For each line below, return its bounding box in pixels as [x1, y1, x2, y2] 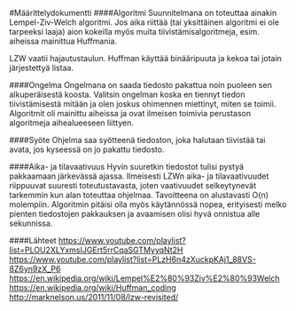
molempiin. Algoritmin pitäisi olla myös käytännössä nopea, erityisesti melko [9, 199, 287, 210]
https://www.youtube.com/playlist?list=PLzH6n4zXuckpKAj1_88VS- [9, 254, 257, 265]
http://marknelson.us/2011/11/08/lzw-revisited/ [9, 292, 179, 302]
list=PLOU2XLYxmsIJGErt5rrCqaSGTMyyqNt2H [9, 244, 183, 255]
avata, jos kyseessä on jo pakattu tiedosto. [9, 144, 165, 155]
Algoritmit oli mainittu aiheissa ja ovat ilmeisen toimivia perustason [9, 108, 251, 118]
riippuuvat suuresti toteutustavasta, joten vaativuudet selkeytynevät [9, 180, 257, 190]
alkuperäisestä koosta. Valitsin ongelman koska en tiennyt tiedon [9, 89, 245, 100]
